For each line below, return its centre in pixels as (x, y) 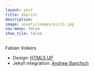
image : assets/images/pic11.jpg (40, 24)
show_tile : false (24, 33)
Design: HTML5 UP (33, 58)
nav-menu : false (22, 29)
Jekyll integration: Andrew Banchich (51, 63)
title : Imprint (21, 15)
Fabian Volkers (21, 48)
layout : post (19, 10)
